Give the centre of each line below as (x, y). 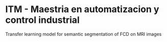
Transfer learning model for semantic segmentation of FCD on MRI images (83, 34)
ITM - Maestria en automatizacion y (82, 9)
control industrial (43, 20)
